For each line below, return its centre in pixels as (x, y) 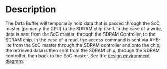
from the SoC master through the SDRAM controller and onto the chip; (87, 45)
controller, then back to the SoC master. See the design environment (78, 56)
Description (31, 9)
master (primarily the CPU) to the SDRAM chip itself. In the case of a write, (84, 28)
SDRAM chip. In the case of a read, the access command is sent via (77, 40)
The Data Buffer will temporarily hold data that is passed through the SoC (83, 23)
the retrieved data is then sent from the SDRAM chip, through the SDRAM (82, 50)
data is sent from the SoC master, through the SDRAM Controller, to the (80, 34)
